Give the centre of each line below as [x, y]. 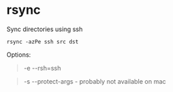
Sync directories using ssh [45, 29]
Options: [19, 55]
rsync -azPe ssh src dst [43, 42]
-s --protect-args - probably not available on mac [95, 81]
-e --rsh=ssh [42, 68]
